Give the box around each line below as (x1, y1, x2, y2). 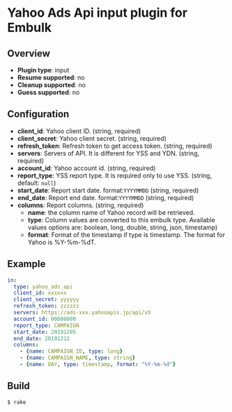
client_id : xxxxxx (13, 289, 68, 297)
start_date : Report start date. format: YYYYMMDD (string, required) (17, 186, 199, 194)
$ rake (7, 399, 26, 406)
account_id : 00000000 (13, 315, 77, 322)
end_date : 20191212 (13, 335, 70, 342)
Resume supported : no (17, 73, 85, 82)
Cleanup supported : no (17, 81, 86, 89)
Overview (7, 47, 51, 59)
